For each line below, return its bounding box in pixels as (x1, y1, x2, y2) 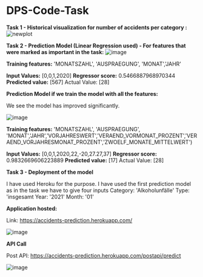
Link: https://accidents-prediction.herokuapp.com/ (6, 216, 133, 224)
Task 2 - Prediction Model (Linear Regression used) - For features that (6, 42, 186, 49)
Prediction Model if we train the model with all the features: (6, 90, 159, 97)
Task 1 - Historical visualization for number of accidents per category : (6, 24, 187, 31)
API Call (6, 240, 27, 247)
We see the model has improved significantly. (6, 101, 120, 109)
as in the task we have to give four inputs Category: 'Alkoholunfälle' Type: (6, 186, 190, 194)
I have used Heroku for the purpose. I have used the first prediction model (6, 180, 191, 187)
